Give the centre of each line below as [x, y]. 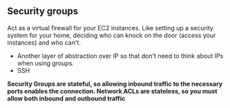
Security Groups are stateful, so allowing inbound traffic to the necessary [115, 84]
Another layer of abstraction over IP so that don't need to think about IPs [120, 56]
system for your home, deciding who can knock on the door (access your [112, 35]
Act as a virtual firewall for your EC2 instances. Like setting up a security [111, 28]
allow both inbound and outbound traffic [66, 98]
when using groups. [46, 63]
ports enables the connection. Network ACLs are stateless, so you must [112, 91]
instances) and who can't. [44, 42]
